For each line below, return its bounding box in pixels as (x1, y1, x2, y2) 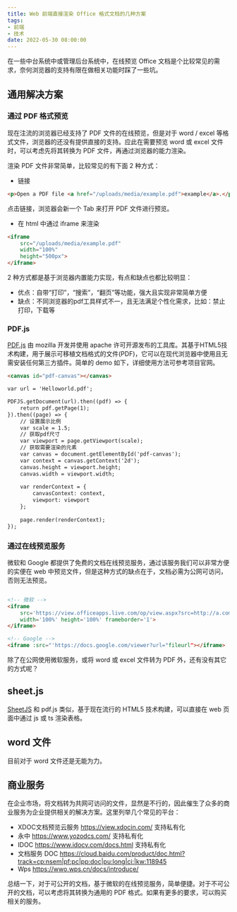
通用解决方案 (7, 88, 63, 100)
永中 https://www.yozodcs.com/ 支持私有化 (17, 831, 143, 841)
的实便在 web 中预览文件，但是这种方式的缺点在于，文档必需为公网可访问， (7, 567, 227, 576)
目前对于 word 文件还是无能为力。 (7, 757, 107, 765)
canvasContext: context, (32, 490, 106, 497)
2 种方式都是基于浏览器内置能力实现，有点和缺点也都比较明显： (7, 273, 193, 282)
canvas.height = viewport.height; (20, 463, 121, 470)
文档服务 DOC (17, 849, 59, 858)
